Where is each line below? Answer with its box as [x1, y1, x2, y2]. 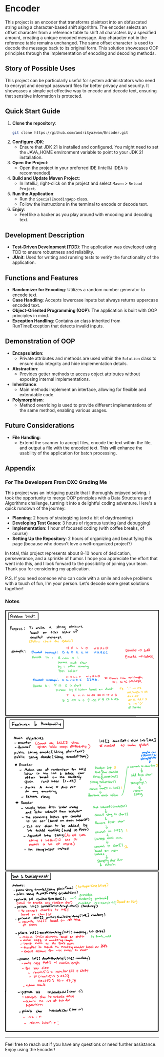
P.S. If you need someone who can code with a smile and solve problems [5, 575, 152, 582]
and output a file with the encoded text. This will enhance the [19, 445, 143, 451]
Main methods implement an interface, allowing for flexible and [19, 387, 146, 392]
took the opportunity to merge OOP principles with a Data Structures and [5, 495, 152, 501]
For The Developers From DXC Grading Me [5, 479, 107, 485]
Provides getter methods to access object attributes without [19, 371, 140, 377]
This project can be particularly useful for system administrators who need [5, 77, 155, 83]
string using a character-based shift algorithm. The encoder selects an [5, 24, 147, 30]
